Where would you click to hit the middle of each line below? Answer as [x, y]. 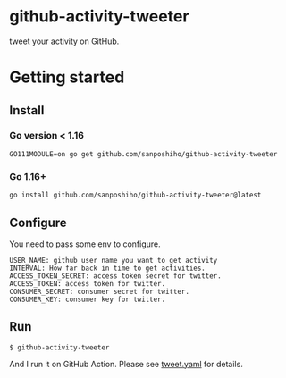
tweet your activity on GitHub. [64, 41]
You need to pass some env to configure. [85, 244]
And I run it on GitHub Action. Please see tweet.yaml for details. [126, 364]
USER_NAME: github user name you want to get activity [114, 260]
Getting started [67, 77]
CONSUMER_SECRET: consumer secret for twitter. [100, 291]
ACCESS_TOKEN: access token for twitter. [88, 283]
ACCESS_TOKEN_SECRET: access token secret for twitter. [115, 276]
